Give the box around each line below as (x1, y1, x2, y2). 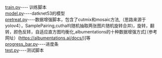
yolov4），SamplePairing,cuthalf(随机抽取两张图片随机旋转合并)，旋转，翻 (5, 23, 155, 29)
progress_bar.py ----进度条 (5, 41, 59, 47)
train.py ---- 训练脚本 (5, 4, 47, 10)
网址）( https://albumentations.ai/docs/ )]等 (5, 35, 91, 41)
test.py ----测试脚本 (5, 47, 44, 53)
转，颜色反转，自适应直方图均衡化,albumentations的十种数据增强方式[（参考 (5, 29, 158, 34)
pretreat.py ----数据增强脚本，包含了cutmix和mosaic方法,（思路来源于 (5, 17, 146, 22)
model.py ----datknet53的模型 (5, 10, 65, 16)
